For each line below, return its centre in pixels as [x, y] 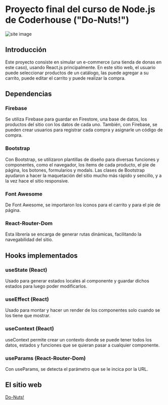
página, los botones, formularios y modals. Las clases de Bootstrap [75, 170]
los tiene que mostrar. [28, 316]
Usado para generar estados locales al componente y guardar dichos [77, 281]
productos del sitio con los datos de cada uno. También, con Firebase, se [81, 125]
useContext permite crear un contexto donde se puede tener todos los [79, 339]
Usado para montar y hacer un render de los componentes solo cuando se [83, 310]
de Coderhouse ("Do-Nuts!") [67, 20]
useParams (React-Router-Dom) [45, 358]
